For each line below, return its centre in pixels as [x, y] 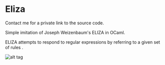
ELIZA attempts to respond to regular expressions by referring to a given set [82, 42]
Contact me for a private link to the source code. [55, 23]
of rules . [14, 47]
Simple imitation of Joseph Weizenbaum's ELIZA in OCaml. [65, 32]
